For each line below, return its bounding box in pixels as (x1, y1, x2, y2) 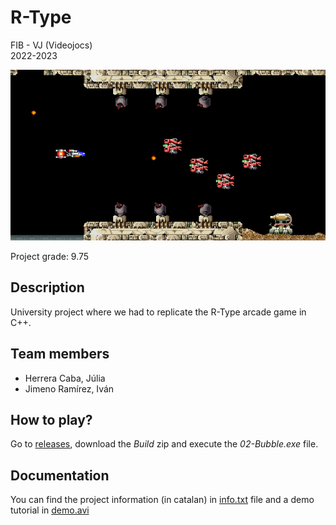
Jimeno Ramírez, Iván (24, 382, 115, 395)
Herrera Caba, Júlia (24, 372, 106, 384)
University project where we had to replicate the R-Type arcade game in (10, 306, 307, 318)
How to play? (10, 412, 93, 429)
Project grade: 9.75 (10, 251, 90, 263)
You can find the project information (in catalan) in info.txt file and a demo (10, 494, 315, 506)
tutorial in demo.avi (10, 504, 90, 516)
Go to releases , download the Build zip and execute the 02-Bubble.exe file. (10, 438, 319, 450)
